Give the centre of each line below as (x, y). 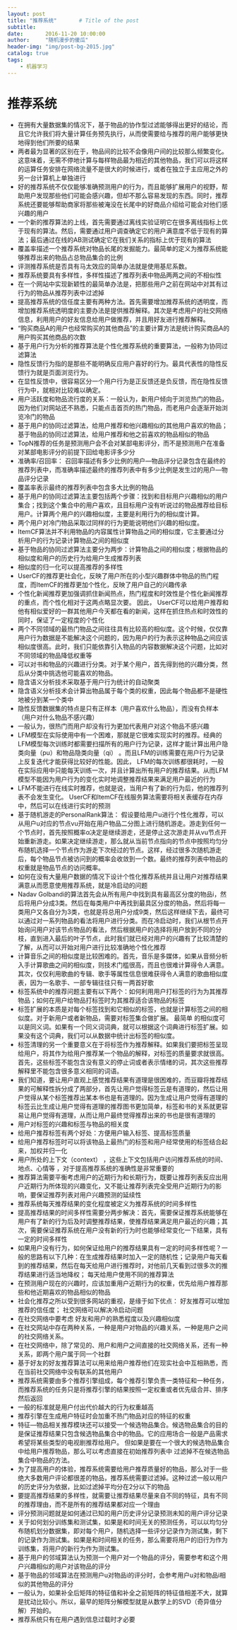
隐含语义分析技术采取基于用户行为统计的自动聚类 (89, 682)
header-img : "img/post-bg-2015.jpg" (61, 47)
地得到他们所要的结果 (48, 142)
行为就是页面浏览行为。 (58, 372)
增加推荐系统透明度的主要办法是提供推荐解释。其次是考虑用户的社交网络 (122, 310)
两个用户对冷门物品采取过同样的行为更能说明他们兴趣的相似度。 (110, 522)
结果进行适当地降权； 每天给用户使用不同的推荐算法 (99, 1274)
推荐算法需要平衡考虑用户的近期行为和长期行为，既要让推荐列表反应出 (120, 1177)
